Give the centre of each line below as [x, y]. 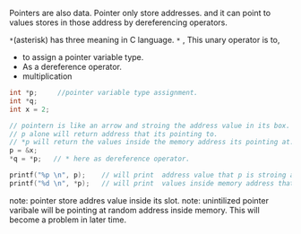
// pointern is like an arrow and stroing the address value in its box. [150, 126]
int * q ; [24, 101]
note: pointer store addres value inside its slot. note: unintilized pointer [139, 200]
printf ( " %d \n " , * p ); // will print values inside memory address [142, 183]
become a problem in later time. [68, 220]
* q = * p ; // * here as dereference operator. [100, 159]
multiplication [47, 76]
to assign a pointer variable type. [83, 57]
